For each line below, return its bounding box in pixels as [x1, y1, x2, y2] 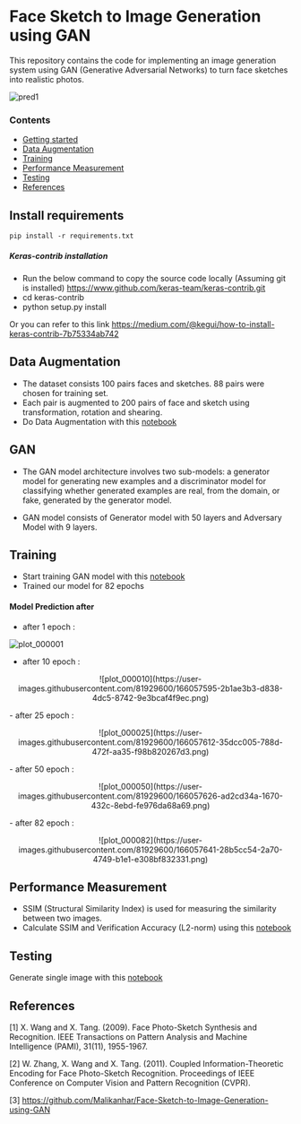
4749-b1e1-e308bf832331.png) [92, 853, 209, 864]
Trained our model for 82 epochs [21, 581, 145, 592]
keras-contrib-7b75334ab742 [9, 329, 119, 340]
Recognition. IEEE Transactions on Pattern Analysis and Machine [9, 1032, 248, 1042]
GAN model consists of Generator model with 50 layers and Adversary [21, 512, 282, 523]
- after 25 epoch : [9, 710, 74, 721]
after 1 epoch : [21, 621, 76, 632]
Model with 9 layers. [21, 522, 98, 532]
